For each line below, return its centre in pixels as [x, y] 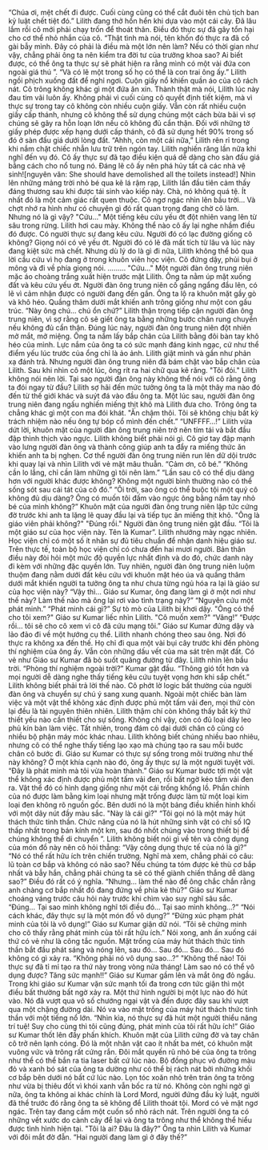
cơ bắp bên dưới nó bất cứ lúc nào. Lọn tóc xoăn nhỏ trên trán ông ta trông [131, 1077]
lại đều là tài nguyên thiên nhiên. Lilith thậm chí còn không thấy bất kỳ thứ [130, 711]
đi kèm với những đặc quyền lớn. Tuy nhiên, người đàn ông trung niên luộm [132, 566]
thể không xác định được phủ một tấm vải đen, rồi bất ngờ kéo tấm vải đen [131, 779]
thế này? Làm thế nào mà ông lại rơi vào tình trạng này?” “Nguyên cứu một [131, 600]
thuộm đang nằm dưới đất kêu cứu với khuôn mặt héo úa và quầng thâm [127, 575]
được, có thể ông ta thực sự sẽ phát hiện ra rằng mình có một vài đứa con [129, 63]
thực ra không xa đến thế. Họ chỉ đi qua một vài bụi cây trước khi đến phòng [134, 643]
